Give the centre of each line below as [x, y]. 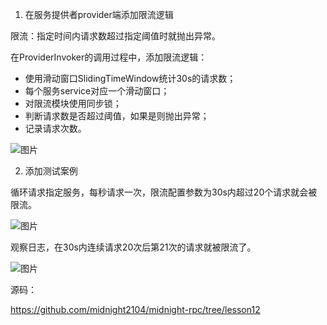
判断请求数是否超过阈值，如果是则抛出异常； [117, 116]
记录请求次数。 [55, 128]
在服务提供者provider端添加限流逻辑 [99, 14]
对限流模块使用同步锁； [73, 103]
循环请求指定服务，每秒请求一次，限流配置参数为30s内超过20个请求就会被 [164, 192]
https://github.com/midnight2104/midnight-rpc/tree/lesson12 [135, 309]
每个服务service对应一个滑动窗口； [97, 91]
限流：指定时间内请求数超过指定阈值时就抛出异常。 [115, 36]
